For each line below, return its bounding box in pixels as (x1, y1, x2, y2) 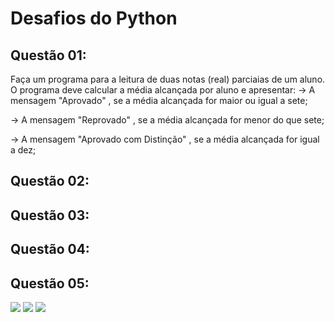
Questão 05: (10, 275, 90, 292)
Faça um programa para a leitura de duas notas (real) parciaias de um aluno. (10, 73, 326, 85)
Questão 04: (10, 241, 90, 258)
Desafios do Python (10, 7, 178, 30)
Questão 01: (10, 47, 87, 64)
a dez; (10, 144, 37, 156)
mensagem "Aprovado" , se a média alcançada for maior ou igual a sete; (10, 95, 308, 106)
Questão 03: (10, 207, 90, 224)
